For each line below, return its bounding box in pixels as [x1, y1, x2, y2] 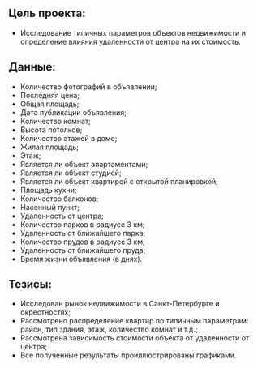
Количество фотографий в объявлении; [19, 81, 157, 92]
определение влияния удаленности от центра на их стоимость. [19, 36, 241, 46]
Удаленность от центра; [19, 211, 104, 220]
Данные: [8, 60, 56, 74]
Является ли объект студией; [19, 168, 122, 178]
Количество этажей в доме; [19, 133, 118, 143]
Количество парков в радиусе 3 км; [19, 219, 145, 229]
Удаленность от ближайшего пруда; [19, 245, 146, 255]
